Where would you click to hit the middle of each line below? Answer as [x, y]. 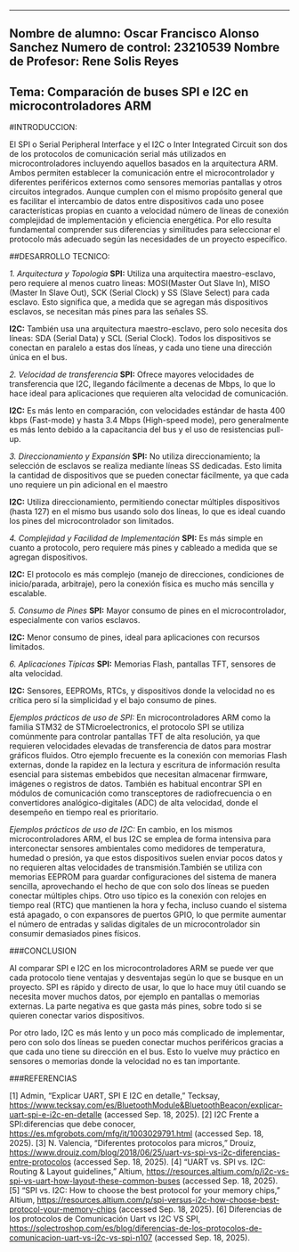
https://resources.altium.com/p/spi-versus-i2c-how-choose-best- [158, 1200]
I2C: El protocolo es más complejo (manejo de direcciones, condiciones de [147, 575]
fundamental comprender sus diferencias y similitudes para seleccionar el [145, 230]
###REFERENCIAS [43, 1078]
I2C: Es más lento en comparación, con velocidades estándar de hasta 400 [147, 411]
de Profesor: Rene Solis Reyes [94, 62]
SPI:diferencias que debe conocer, [73, 1125]
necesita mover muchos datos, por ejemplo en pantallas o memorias [134, 997]
